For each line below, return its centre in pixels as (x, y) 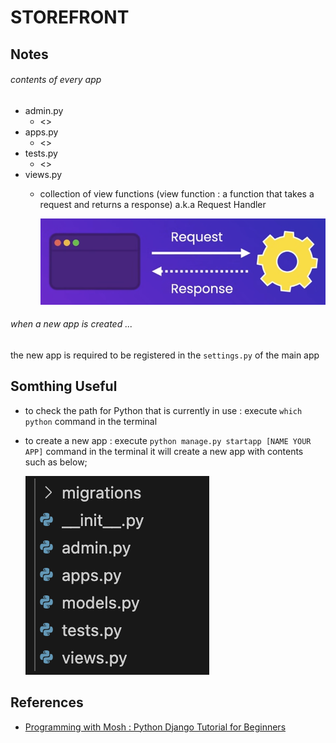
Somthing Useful (64, 386)
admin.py (44, 110)
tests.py (41, 153)
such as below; (56, 462)
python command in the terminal (91, 421)
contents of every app (56, 80)
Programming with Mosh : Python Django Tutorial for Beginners (155, 727)
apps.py (41, 132)
